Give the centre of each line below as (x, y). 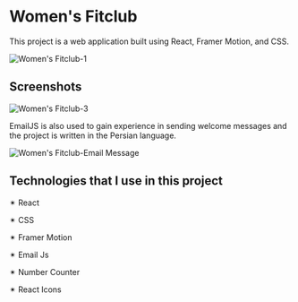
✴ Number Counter (45, 272)
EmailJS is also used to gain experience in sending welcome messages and (149, 125)
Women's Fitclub (73, 17)
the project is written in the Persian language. (93, 135)
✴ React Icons (35, 289)
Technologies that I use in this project (116, 181)
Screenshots (46, 87)
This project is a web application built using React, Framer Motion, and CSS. (149, 41)
